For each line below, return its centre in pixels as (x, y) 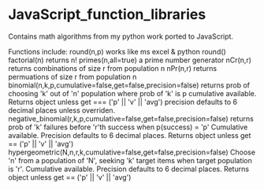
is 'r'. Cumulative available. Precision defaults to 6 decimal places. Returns (129, 169)
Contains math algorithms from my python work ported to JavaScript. (121, 36)
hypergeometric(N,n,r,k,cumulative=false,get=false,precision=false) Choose (132, 152)
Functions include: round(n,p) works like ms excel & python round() (117, 51)
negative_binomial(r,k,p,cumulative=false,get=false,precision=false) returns (131, 118)
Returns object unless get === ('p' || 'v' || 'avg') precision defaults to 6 (123, 102)
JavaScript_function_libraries (107, 15)
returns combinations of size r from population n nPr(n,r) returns (113, 68)
